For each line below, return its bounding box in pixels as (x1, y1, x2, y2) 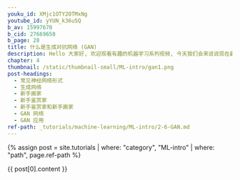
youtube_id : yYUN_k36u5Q (7, 17, 81, 24)
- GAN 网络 (14, 110, 44, 117)
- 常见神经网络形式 (14, 76, 63, 84)
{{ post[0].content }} (7, 164, 68, 173)
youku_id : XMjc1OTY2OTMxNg (7, 10, 88, 18)
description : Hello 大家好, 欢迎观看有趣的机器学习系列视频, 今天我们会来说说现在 (7, 51, 230, 58)
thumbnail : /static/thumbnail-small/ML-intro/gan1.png (7, 64, 174, 71)
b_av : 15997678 (7, 24, 53, 31)
